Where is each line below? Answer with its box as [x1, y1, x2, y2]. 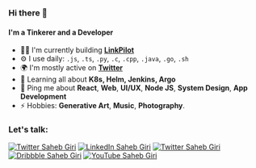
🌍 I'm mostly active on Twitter [19, 63, 124, 73]
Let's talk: [8, 124, 48, 136]
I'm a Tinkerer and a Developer [8, 27, 114, 37]
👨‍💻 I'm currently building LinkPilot [19, 45, 135, 55]
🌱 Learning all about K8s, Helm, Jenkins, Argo [19, 74, 176, 84]
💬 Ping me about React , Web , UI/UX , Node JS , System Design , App [19, 83, 248, 93]
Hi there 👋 [8, 7, 48, 19]
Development [19, 92, 67, 102]
